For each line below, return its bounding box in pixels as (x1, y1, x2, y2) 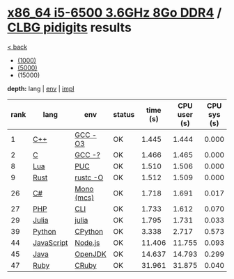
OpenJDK (75, 249, 107, 259)
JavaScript (32, 238, 68, 248)
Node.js (75, 238, 100, 248)
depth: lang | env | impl (7, 84, 75, 93)
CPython (75, 226, 103, 236)
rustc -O (75, 173, 104, 182)
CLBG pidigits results (7, 19, 132, 35)
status (113, 109, 135, 119)
